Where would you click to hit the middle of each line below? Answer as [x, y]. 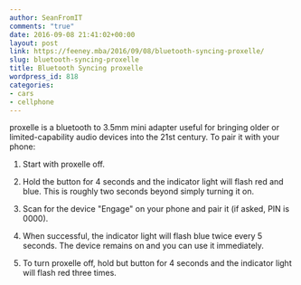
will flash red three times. [70, 273]
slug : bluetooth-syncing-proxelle [75, 60]
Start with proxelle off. [64, 165]
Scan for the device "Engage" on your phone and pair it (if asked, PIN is [156, 209]
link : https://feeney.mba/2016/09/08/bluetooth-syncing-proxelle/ [137, 52]
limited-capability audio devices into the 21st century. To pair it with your [145, 138]
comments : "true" [42, 26]
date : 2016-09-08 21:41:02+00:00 [72, 34]
